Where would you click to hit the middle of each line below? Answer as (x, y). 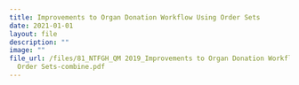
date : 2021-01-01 (41, 26)
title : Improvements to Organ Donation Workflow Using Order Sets (135, 17)
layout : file (33, 34)
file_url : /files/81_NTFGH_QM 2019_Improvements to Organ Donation (137, 58)
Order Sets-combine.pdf (61, 67)
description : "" (39, 42)
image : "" (28, 50)
